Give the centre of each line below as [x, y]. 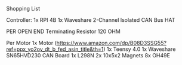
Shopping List [23, 9]
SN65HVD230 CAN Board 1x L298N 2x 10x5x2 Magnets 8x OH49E [88, 55]
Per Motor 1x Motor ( [31, 43]
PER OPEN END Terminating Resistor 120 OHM [63, 31]
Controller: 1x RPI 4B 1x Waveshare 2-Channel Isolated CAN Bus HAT [91, 20]
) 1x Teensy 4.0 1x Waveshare [140, 49]
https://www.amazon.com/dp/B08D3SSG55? [112, 43]
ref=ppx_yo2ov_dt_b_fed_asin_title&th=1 [55, 49]
